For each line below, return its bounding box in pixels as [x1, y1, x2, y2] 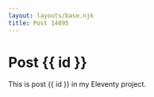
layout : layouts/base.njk [8, 11, 94, 20]
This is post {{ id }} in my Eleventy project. [8, 80, 147, 89]
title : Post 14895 [8, 19, 69, 27]
